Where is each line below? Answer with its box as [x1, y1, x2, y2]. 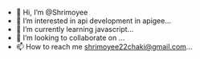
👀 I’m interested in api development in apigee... [15, 16, 171, 26]
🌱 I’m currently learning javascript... [15, 25, 134, 33]
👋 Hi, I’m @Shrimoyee [15, 8, 88, 17]
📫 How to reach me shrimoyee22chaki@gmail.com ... [15, 42, 193, 51]
